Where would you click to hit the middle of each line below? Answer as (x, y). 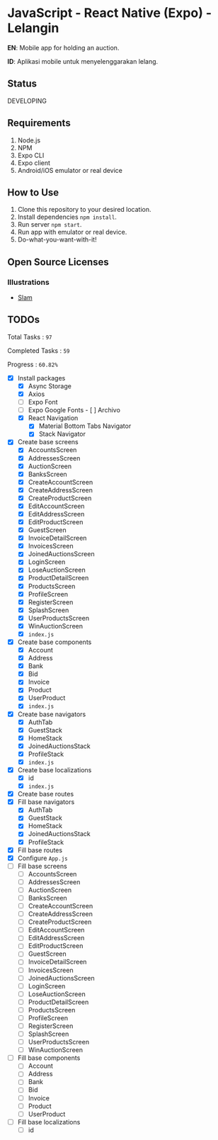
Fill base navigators (46, 802)
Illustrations (28, 282)
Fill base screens (42, 866)
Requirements (39, 123)
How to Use (33, 192)
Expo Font (43, 402)
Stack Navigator (62, 434)
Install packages (41, 378)
